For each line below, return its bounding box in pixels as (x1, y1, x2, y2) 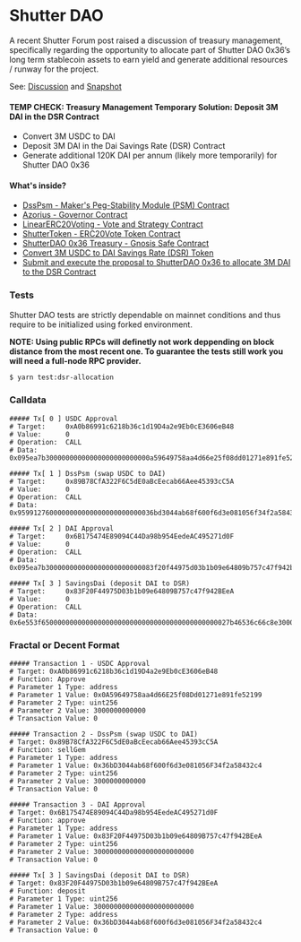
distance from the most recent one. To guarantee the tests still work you (9, 346, 284, 357)
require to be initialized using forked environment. (9, 319, 193, 330)
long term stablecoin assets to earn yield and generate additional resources (9, 54, 288, 65)
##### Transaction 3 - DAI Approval (9, 800, 146, 809)
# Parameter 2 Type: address (9, 911, 118, 920)
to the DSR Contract (21, 266, 97, 278)
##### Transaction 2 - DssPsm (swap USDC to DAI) (9, 730, 199, 739)
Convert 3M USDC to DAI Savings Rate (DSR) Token (21, 247, 214, 258)
